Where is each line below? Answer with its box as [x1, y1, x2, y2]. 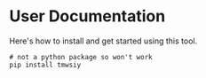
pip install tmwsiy [9, 60, 82, 69]
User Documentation [9, 6, 166, 27]
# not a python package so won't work [9, 52, 153, 61]
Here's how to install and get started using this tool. [9, 35, 198, 46]
